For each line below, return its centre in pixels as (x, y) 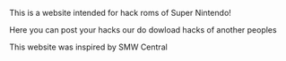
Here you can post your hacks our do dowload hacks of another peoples (143, 30)
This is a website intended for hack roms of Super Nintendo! (120, 13)
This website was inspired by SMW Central (88, 47)
